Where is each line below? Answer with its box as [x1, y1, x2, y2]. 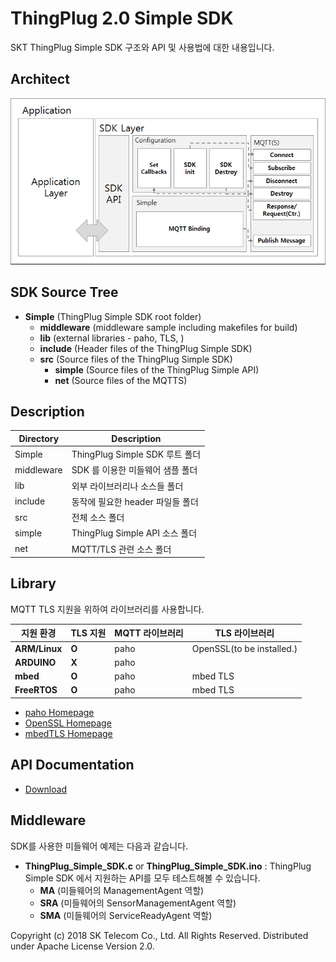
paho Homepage [24, 706, 95, 718]
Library [10, 575, 57, 592]
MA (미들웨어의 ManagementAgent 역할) [39, 884, 205, 896]
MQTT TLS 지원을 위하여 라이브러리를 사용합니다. [10, 603, 205, 615]
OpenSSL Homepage [24, 717, 112, 729]
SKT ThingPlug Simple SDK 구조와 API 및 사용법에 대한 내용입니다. [10, 41, 275, 53]
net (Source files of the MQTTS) [54, 374, 188, 386]
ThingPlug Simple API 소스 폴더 [71, 527, 198, 539]
